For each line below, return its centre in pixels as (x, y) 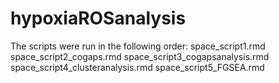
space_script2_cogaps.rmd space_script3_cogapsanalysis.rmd (140, 56)
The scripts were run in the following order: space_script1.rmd (138, 46)
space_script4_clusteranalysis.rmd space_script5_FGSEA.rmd (137, 67)
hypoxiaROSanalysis (98, 18)
